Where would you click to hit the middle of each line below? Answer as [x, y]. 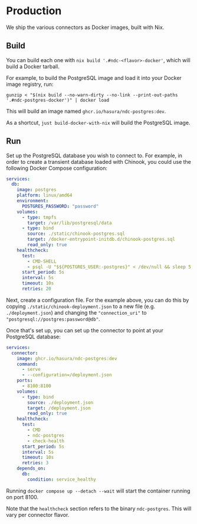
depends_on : [31, 468]
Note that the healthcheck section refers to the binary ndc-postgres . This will [99, 508]
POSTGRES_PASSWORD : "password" [60, 206]
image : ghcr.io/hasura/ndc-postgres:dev [67, 358]
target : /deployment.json [59, 408]
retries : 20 [36, 289]
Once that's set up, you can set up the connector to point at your [85, 330]
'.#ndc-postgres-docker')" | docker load [58, 100]
